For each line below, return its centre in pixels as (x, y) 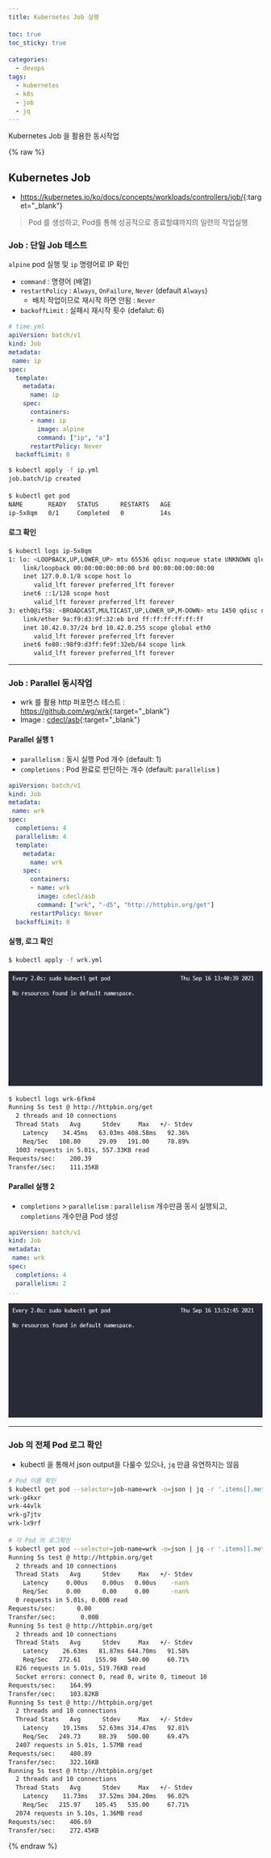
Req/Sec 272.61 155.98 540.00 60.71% (106, 1660)
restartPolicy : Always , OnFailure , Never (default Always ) (114, 290)
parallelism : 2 (41, 1283)
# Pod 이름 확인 (32, 1480)
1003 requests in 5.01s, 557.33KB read (83, 1150)
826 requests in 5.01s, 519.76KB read (81, 1669)
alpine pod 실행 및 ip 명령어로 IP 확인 (69, 265)
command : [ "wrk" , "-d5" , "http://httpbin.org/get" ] (126, 905)
